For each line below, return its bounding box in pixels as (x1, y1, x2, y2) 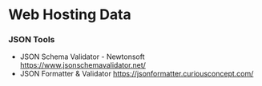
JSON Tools (8, 34, 55, 45)
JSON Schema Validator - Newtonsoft (19, 52, 145, 61)
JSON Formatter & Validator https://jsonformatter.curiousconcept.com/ (19, 69, 254, 79)
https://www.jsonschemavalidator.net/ (19, 61, 147, 70)
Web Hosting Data (8, 6, 132, 24)
